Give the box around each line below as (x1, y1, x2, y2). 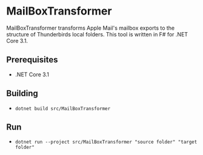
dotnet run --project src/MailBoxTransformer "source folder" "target (15, 139, 198, 145)
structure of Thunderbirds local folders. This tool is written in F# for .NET (6, 30, 188, 38)
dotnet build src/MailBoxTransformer (15, 105, 111, 111)
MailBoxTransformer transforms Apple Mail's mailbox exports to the (6, 24, 175, 31)
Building (6, 88, 38, 99)
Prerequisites (6, 54, 58, 65)
